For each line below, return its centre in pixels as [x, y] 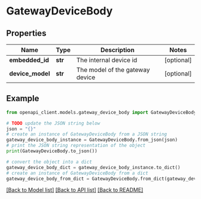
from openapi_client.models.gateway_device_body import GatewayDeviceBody [101, 112]
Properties [26, 33]
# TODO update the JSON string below [53, 123]
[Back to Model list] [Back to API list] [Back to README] [75, 190]
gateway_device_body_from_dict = [48, 179]
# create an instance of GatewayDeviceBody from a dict [77, 173]
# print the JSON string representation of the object [76, 146]
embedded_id [29, 60]
